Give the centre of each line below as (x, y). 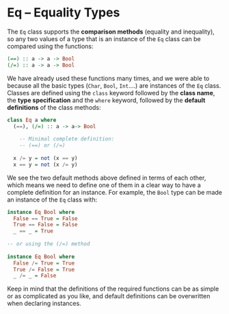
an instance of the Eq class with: (52, 200)
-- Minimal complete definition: (67, 139)
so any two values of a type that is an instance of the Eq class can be (104, 38)
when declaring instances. (44, 304)
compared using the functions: (50, 46)
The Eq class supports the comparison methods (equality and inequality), (111, 32)
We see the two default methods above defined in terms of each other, (107, 178)
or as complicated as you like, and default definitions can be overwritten (109, 296)
